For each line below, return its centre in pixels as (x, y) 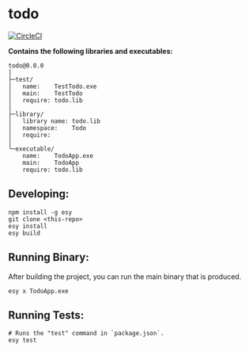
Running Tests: (46, 315)
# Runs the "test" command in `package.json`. (86, 334)
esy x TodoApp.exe (38, 291)
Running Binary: (49, 257)
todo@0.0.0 (26, 65)
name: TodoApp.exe (58, 155)
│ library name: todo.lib (55, 121)
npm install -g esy (40, 212)
